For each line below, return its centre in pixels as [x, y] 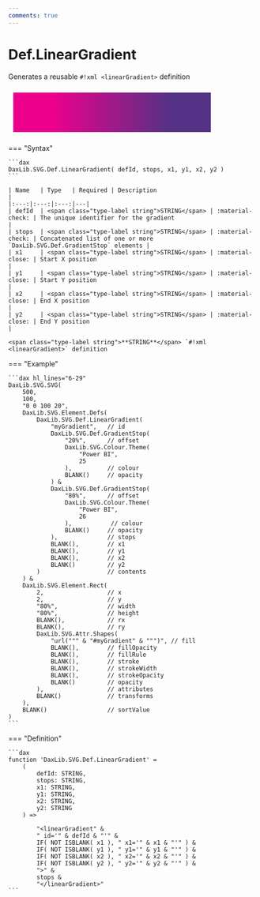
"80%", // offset [102, 495]
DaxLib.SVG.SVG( [35, 385]
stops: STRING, [62, 780]
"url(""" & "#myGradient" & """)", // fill [123, 640]
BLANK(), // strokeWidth [104, 668]
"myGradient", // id [88, 426]
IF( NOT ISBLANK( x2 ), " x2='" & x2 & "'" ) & [116, 856]
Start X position [68, 259]
